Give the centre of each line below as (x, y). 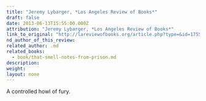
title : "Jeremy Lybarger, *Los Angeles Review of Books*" (82, 12)
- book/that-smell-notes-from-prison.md (64, 57)
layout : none (23, 74)
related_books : (26, 52)
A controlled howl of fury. (38, 91)
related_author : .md (33, 46)
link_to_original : (30, 35)
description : (23, 63)
